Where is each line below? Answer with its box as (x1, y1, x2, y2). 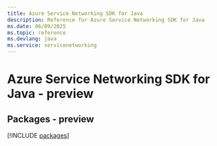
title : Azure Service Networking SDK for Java (7, 10, 143, 17)
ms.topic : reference (7, 29, 67, 36)
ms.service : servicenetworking (7, 42, 97, 49)
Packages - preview (7, 113, 94, 125)
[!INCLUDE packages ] (7, 132, 70, 139)
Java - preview (7, 86, 94, 101)
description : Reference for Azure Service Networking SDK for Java (7, 16, 205, 23)
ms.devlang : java (7, 36, 57, 42)
